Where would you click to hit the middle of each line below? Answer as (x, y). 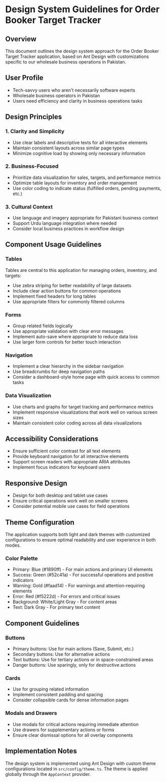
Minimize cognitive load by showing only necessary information (79, 153)
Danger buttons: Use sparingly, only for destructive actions (74, 665)
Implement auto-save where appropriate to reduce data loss (75, 337)
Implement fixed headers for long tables (54, 296)
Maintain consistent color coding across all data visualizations (77, 423)
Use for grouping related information (51, 689)
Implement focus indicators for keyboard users (61, 467)
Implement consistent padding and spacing (58, 695)
